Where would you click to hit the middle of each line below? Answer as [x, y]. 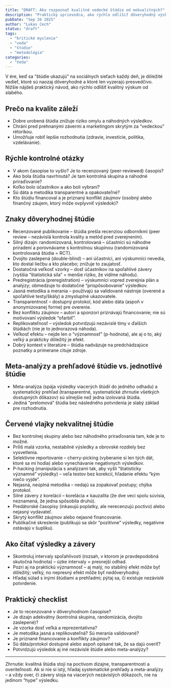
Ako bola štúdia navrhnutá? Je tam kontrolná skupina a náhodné [80, 176]
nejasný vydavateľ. [32, 512]
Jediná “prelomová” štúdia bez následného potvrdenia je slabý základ [86, 403]
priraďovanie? [27, 182]
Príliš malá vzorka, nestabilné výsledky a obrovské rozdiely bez [79, 447]
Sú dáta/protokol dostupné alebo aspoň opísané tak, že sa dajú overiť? [87, 644]
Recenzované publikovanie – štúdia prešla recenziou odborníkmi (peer [86, 231]
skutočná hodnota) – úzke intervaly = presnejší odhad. [70, 562]
